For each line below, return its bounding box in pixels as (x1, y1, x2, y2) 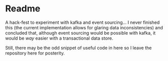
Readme (5, 3, 41, 14)
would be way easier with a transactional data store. (5, 35, 114, 41)
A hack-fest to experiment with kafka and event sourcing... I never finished (5, 19, 160, 25)
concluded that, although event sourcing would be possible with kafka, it (5, 30, 156, 36)
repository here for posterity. (5, 50, 65, 56)
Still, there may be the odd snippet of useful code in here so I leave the (5, 45, 152, 51)
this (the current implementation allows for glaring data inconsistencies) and (5, 24, 163, 30)
